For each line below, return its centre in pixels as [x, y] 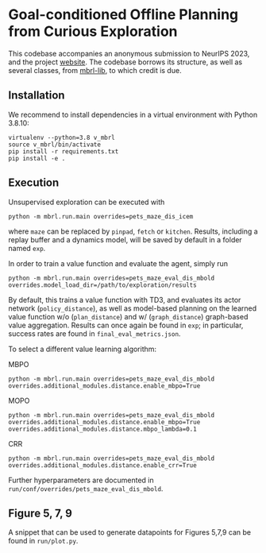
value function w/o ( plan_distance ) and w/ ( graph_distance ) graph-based [128, 316]
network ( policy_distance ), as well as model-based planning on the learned [132, 308]
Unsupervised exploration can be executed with [87, 202]
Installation [37, 96]
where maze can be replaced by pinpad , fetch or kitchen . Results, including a [133, 231]
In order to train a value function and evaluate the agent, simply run [118, 263]
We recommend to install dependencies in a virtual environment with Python [133, 114]
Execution [34, 183]
